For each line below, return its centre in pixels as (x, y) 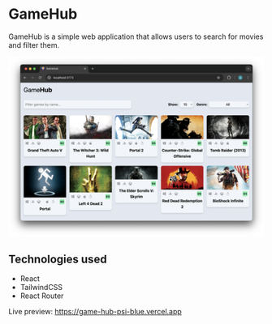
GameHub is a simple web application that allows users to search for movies (136, 36)
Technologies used (58, 259)
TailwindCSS (41, 288)
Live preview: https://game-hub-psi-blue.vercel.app (95, 312)
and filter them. (34, 45)
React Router (42, 296)
